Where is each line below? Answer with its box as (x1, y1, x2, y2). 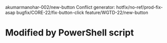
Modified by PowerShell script (5, 27, 134, 38)
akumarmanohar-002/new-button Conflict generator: (5, 4, 116, 10)
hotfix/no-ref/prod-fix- (116, 4, 163, 10)
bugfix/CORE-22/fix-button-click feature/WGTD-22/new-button (16, 9, 148, 15)
